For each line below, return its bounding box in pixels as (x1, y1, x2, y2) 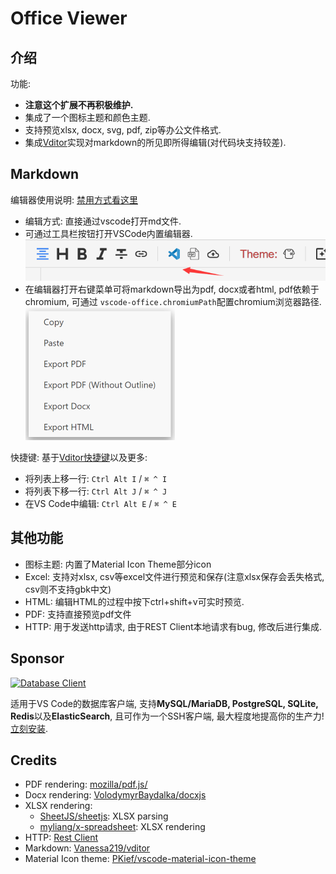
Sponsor (10, 650, 65, 667)
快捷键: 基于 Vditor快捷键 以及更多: (10, 452, 148, 464)
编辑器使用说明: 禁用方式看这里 (10, 193, 138, 206)
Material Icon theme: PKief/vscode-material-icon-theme (24, 853, 257, 865)
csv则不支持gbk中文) (24, 583, 112, 595)
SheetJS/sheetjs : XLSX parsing (39, 810, 169, 822)
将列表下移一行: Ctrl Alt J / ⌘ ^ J (24, 485, 168, 497)
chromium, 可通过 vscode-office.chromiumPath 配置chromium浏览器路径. (24, 296, 322, 308)
